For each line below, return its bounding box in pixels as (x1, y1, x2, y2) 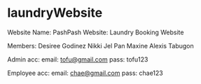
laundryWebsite (7, 5, 103, 21)
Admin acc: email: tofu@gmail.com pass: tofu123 (7, 55, 148, 64)
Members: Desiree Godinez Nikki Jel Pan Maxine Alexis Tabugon (7, 41, 194, 50)
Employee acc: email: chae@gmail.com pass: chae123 (7, 69, 163, 77)
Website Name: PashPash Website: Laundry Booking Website (7, 28, 184, 36)
